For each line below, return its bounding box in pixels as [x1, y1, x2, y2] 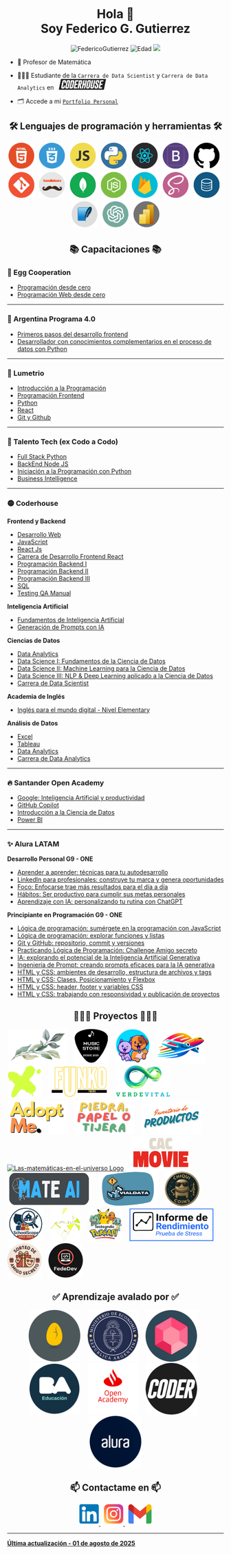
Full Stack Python [16, 453, 67, 461]
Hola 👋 [96, 6, 135, 22]
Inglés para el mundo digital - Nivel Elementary [16, 706, 150, 714]
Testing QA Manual [16, 589, 71, 597]
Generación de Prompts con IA [16, 623, 104, 631]
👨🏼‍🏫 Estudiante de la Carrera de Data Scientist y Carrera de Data [16, 71, 208, 79]
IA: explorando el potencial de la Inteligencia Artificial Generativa [16, 954, 201, 962]
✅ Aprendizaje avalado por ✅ [52, 1291, 179, 1303]
